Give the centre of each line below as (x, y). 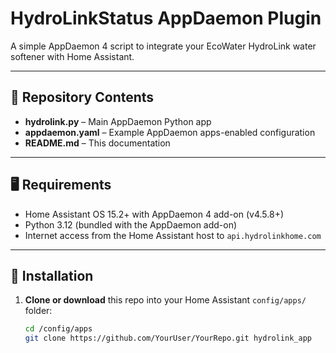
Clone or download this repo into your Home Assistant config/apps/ (165, 300)
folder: (38, 311)
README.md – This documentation (97, 143)
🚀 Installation (52, 275)
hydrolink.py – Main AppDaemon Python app (118, 121)
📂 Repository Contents (82, 97)
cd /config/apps (58, 329)
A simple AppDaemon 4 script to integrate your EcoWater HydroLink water (163, 46)
